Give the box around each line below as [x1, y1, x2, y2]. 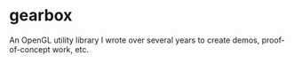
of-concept [9, 43, 51, 54]
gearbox [9, 5, 73, 26]
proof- [261, 35, 286, 45]
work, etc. [52, 43, 89, 54]
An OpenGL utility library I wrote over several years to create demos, [9, 35, 260, 45]
